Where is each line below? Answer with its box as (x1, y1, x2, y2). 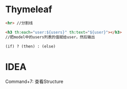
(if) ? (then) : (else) (5, 43, 56, 49)
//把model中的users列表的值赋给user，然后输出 (5, 34, 95, 39)
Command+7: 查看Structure (5, 78, 64, 85)
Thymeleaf (5, 4, 53, 15)
